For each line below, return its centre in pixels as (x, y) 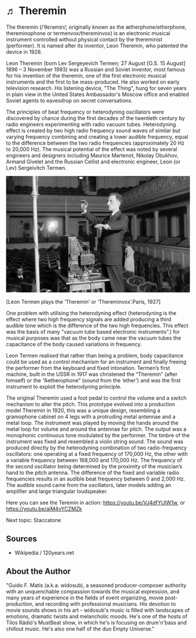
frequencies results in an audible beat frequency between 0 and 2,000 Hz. (96, 479)
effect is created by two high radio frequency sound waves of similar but (93, 131)
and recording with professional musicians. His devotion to (105, 603)
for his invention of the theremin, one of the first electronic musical (86, 76)
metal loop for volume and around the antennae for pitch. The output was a (96, 429)
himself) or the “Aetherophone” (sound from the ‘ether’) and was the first (93, 380)
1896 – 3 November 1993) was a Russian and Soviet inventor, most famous (96, 69)
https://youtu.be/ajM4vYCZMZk (44, 509)
